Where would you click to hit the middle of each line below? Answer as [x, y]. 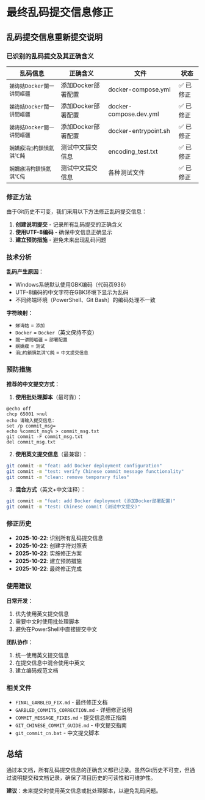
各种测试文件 [126, 172]
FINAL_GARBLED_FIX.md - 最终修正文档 [61, 703]
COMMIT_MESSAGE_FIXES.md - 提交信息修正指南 [71, 718]
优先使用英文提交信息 [42, 614]
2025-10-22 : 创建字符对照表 [51, 546]
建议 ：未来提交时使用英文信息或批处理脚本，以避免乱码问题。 [84, 790]
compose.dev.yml [134, 114]
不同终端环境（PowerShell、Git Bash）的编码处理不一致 [85, 300]
